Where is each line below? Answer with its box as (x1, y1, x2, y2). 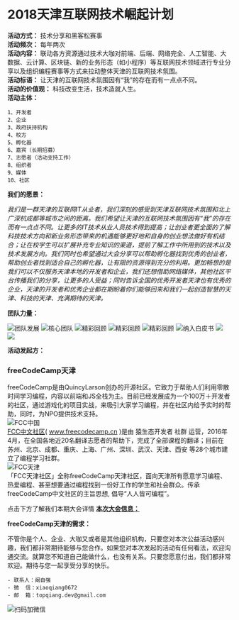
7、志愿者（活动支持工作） (7, 154, 74, 161)
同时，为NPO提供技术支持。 (19, 409, 102, 419)
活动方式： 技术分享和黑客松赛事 (7, 31, 103, 40)
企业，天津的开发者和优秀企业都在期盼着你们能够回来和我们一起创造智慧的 (7, 284, 225, 293)
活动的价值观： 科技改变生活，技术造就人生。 (7, 84, 140, 93)
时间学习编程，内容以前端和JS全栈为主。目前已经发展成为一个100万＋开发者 (7, 392, 230, 401)
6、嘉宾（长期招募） (7, 146, 59, 153)
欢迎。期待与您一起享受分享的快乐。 (7, 561, 113, 570)
